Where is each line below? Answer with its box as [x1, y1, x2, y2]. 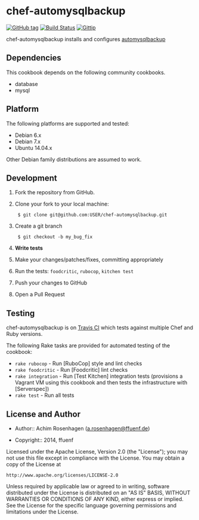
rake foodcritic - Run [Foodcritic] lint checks [14, 366, 128, 374]
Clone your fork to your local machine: [14, 200, 109, 207]
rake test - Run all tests [14, 391, 74, 399]
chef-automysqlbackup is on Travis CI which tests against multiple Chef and [6, 324, 194, 331]
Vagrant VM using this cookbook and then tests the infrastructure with [14, 379, 188, 386]
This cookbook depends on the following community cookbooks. [6, 69, 166, 76]
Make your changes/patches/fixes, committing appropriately [14, 256, 164, 264]
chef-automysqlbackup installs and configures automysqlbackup [6, 35, 166, 42]
